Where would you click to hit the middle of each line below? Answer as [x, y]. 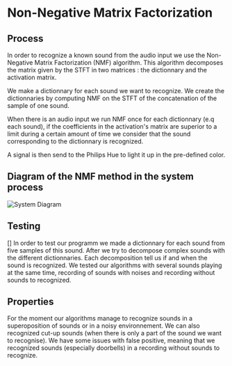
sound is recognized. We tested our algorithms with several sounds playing [115, 265]
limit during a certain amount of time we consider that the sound [99, 134]
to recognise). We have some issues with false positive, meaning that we [111, 341]
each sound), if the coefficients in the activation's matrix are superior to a [112, 126]
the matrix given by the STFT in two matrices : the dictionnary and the [107, 70]
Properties [31, 302]
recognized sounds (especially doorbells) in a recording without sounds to [114, 348]
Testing [24, 226]
